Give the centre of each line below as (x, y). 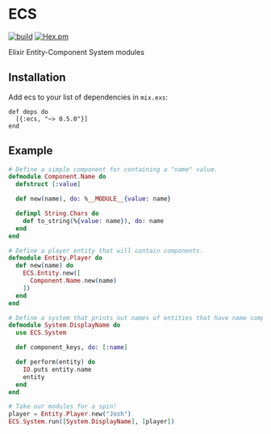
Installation (37, 78)
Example (31, 151)
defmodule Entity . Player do (56, 258)
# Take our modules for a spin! (63, 407)
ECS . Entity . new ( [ (52, 273)
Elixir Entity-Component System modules (77, 52)
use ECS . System (41, 333)
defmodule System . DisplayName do (65, 325)
